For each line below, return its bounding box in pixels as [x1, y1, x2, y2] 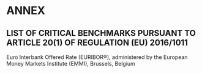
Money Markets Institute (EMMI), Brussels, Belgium [6, 60, 136, 67]
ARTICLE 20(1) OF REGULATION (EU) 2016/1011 [6, 37, 189, 47]
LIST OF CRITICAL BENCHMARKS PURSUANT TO [6, 28, 196, 38]
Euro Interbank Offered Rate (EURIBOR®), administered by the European [6, 54, 188, 61]
